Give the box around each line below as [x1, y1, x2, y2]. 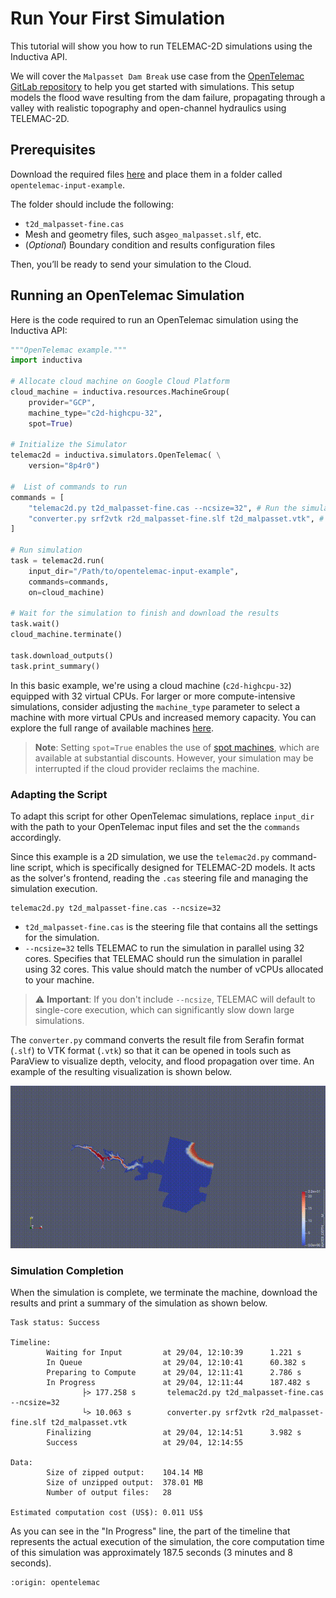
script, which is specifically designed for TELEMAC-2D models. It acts [27, 861, 316, 873]
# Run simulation [10, 545, 83, 556]
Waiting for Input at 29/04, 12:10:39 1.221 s [46, 1348, 302, 1358]
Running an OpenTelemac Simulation [10, 287, 245, 304]
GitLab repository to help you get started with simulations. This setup [10, 80, 295, 92]
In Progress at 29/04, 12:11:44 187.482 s [46, 1378, 311, 1388]
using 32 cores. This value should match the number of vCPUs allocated [24, 963, 324, 975]
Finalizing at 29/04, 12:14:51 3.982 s [46, 1428, 302, 1438]
